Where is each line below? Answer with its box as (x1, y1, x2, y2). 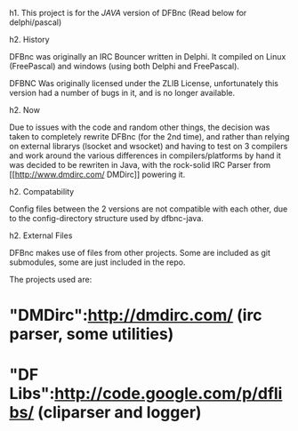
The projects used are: (9, 275, 93, 284)
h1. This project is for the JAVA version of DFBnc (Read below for (9, 8, 247, 18)
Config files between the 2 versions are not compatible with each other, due (9, 204, 288, 214)
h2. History (9, 35, 51, 44)
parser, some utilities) (9, 324, 174, 345)
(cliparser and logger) (36, 403, 202, 423)
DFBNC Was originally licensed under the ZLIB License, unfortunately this (9, 78, 278, 88)
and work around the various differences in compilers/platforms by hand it (9, 150, 282, 161)
